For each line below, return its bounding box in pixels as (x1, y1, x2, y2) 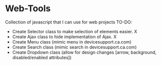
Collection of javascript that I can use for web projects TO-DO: (5, 19, 132, 25)
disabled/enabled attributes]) (12, 54, 72, 60)
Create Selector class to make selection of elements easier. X (12, 28, 137, 34)
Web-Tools (5, 3, 51, 14)
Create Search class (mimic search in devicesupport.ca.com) (12, 44, 137, 50)
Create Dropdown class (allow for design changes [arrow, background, (12, 49, 157, 55)
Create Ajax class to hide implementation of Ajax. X (12, 34, 117, 40)
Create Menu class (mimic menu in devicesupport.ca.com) (12, 39, 132, 44)
